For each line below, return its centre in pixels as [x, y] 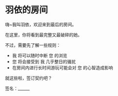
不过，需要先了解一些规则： [33, 45]
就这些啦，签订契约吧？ [29, 78]
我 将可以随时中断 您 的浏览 [39, 55]
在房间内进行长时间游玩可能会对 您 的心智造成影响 [62, 67]
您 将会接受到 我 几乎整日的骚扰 [44, 61]
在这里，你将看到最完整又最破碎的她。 [43, 35]
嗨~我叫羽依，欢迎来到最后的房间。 [41, 24]
